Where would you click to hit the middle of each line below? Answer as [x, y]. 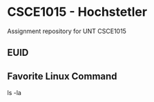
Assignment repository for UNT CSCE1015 [67, 31]
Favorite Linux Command [62, 76]
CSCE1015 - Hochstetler [77, 12]
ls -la [15, 93]
